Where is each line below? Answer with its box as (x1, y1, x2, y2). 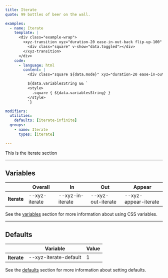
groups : (9, 123, 26, 128)
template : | (14, 30, 39, 35)
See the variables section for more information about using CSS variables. (5, 211, 157, 217)
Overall (32, 184, 50, 191)
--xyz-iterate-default (28, 254, 81, 261)
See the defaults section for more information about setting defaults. (5, 267, 146, 273)
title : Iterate (5, 7, 37, 12)
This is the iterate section (5, 150, 57, 156)
